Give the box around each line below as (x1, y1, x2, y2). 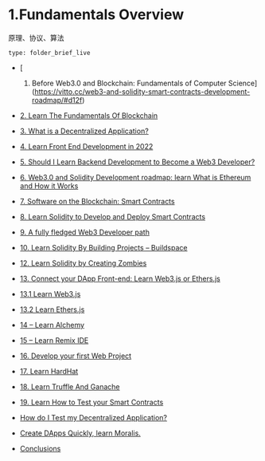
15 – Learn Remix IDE (19, 335, 89, 345)
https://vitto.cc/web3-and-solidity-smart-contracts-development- (34, 86, 251, 97)
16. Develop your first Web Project (19, 351, 132, 361)
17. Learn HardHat (19, 366, 79, 376)
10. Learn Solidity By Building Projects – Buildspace (19, 242, 188, 252)
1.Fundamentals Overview (8, 6, 185, 24)
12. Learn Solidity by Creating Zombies (19, 258, 147, 268)
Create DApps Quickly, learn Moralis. (19, 428, 141, 438)
